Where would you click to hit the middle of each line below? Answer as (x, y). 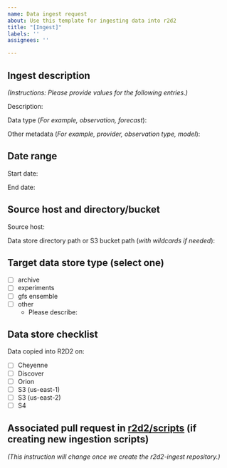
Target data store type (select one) (86, 263)
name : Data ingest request (47, 14)
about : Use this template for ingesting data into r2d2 (92, 21)
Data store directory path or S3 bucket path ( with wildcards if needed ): (111, 240)
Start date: (23, 173)
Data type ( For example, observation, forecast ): (77, 120)
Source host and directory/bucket (84, 209)
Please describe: (53, 312)
